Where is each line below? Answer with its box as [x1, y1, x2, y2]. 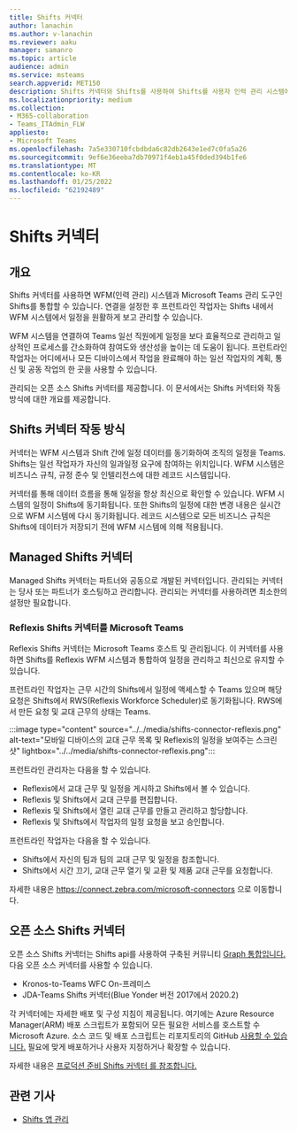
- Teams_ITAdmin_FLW [9, 120, 86, 129]
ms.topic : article [9, 54, 77, 63]
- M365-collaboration [9, 112, 89, 120]
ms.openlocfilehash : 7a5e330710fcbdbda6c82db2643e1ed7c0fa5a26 [9, 144, 247, 153]
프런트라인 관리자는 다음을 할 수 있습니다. [9, 764, 151, 775]
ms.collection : [9, 104, 65, 112]
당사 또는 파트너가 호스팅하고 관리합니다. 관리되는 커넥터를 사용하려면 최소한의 [18, 586, 288, 597]
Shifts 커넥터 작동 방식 [9, 422, 126, 437]
